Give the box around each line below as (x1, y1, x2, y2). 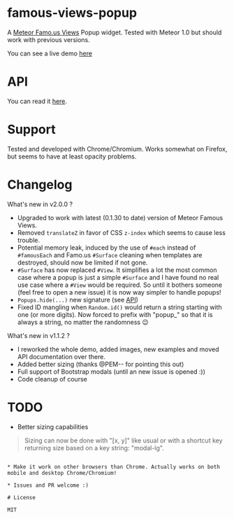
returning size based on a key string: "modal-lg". (24, 443, 164, 452)
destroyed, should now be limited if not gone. (17, 258, 148, 267)
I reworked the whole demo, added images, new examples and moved (17, 345, 219, 353)
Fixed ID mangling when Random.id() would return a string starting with (17, 303, 222, 311)
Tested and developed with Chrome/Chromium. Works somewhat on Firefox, (7, 144, 228, 153)
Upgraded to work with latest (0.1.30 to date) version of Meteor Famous (17, 213, 224, 222)
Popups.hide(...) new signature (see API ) (17, 295, 138, 304)
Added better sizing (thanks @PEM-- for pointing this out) (17, 360, 184, 368)
